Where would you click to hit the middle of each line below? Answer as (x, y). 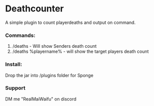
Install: (14, 64)
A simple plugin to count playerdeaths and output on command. (71, 22)
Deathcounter (34, 9)
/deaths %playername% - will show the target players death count (80, 52)
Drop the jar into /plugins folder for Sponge (49, 75)
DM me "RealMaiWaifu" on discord (41, 99)
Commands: (20, 35)
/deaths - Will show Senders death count (55, 46)
